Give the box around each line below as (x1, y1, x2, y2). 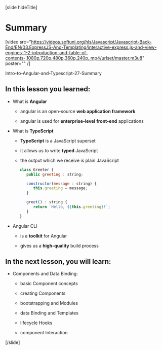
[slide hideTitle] (5, 5, 37, 10)
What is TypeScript (12, 128, 54, 134)
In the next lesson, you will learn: (5, 257, 111, 266)
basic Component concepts (20, 281, 78, 287)
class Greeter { (19, 167, 54, 172)
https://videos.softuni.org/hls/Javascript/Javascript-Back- (31, 39, 152, 45)
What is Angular (12, 98, 47, 104)
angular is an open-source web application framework (20, 108, 136, 114)
